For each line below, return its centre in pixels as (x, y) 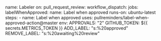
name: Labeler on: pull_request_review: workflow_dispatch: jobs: (72, 7)
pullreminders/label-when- (122, 18)
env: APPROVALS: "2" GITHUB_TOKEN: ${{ (103, 23)
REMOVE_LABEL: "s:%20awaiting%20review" (52, 33)
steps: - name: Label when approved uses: (49, 18)
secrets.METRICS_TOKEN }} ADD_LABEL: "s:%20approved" (67, 28)
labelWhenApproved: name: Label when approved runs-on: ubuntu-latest (80, 12)
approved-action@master (32, 23)
